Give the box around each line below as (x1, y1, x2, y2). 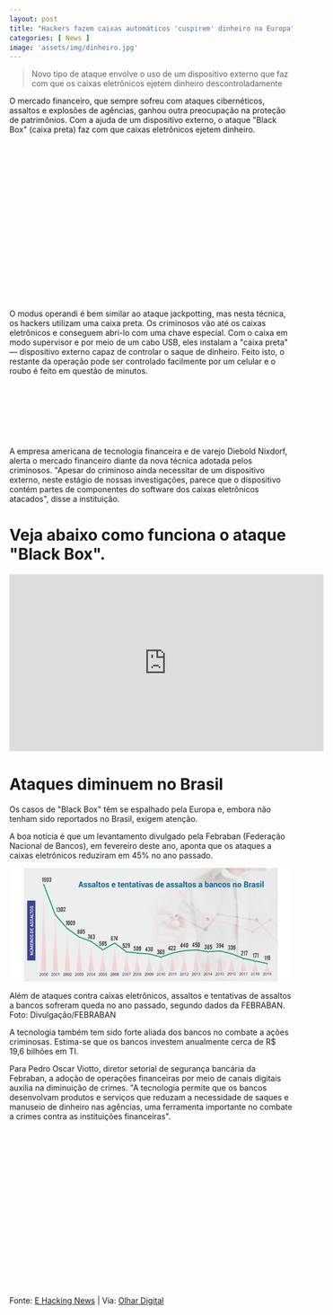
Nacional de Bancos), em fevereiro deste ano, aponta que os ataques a (9, 841, 272, 852)
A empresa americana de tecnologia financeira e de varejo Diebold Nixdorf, (9, 446, 288, 457)
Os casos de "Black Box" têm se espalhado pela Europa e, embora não (9, 804, 272, 815)
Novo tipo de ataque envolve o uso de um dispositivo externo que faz (31, 68, 289, 80)
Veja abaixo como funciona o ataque (9, 525, 286, 545)
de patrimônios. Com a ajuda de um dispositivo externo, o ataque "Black (9, 115, 277, 126)
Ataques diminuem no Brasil (9, 774, 223, 795)
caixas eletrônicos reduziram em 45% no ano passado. (9, 850, 214, 861)
